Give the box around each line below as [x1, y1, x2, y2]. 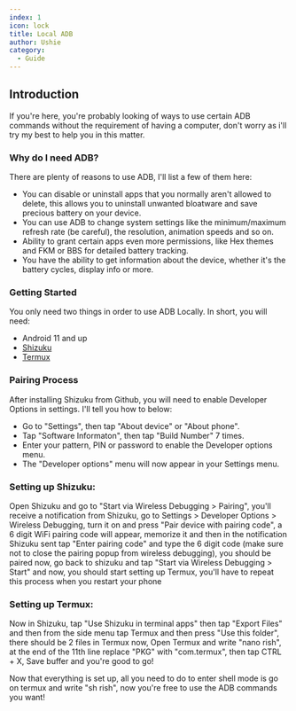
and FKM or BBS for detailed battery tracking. [21, 246, 189, 256]
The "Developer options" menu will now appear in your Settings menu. [21, 458, 280, 469]
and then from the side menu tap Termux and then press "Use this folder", [9, 628, 280, 638]
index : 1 [9, 12, 42, 22]
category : [9, 46, 46, 55]
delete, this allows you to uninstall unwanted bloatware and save [21, 199, 258, 209]
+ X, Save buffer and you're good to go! [9, 656, 154, 667]
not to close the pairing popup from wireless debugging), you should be [9, 548, 272, 559]
